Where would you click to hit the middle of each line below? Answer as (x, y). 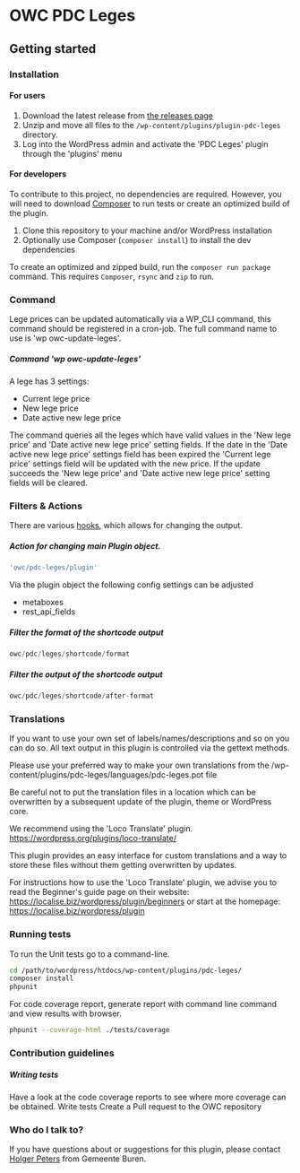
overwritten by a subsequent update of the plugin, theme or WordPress (141, 802)
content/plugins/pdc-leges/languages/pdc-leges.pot (107, 775)
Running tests (40, 934)
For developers (38, 174)
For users (27, 96)
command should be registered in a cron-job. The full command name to (143, 329)
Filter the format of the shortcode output (86, 632)
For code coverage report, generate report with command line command (143, 1004)
